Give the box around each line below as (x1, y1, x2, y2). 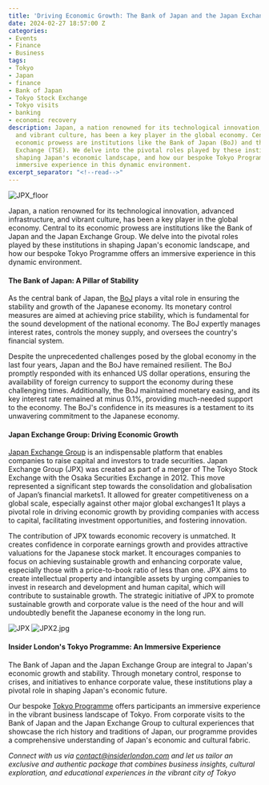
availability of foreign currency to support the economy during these (8, 377, 234, 387)
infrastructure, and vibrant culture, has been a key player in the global (8, 214, 239, 224)
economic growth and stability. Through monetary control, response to (8, 668, 242, 678)
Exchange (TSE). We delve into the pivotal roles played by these (15, 146, 242, 154)
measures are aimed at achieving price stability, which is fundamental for (8, 311, 250, 320)
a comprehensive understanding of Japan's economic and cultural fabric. (8, 735, 251, 745)
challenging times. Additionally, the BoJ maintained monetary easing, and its (8, 386, 260, 396)
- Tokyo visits (8, 101, 59, 109)
